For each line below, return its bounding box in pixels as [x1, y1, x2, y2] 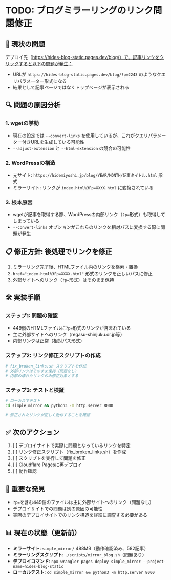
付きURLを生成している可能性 [22, 139, 84, 145]
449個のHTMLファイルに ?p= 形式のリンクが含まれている [12, 324, 131, 331]
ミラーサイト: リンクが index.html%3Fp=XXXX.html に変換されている [12, 184, 154, 190]
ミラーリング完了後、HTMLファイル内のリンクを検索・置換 [12, 264, 138, 270]
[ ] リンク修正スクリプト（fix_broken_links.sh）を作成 [12, 449, 126, 455]
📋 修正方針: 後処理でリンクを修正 [5, 247, 113, 256]
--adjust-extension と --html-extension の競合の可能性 [12, 145, 131, 151]
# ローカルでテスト [5, 398, 41, 403]
